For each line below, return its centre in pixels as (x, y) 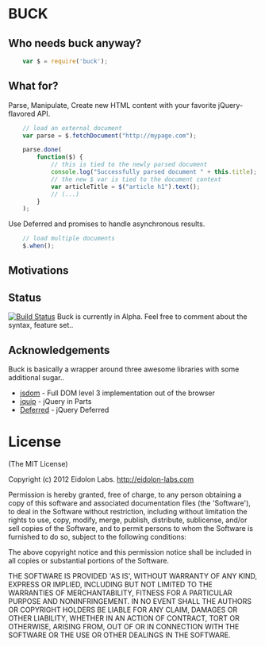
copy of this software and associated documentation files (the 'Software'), (130, 503)
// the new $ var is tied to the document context (136, 179)
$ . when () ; (39, 246)
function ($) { (60, 157)
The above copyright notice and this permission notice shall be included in (130, 552)
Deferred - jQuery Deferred (64, 410)
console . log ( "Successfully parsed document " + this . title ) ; (154, 172)
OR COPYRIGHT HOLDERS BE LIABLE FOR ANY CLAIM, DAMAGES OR (123, 610)
